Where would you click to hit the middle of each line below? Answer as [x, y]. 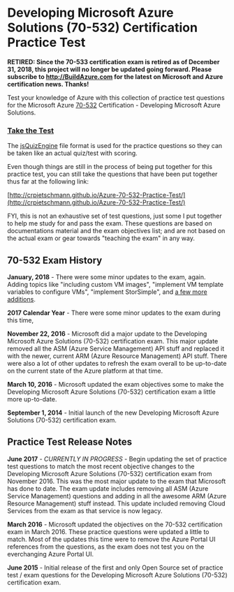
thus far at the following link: [48, 182]
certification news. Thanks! [48, 84]
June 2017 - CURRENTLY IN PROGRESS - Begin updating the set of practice [117, 459]
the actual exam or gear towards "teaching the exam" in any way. [101, 238]
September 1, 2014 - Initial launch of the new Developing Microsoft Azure [113, 413]
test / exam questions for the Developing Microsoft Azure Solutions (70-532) [118, 575]
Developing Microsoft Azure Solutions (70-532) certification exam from [110, 473]
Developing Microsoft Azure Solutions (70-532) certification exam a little [111, 392]
